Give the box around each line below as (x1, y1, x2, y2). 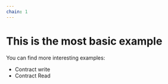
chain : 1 (6, 8, 28, 15)
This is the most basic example (6, 34, 163, 48)
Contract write (14, 66, 51, 73)
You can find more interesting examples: (6, 54, 105, 61)
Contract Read (14, 72, 51, 79)
